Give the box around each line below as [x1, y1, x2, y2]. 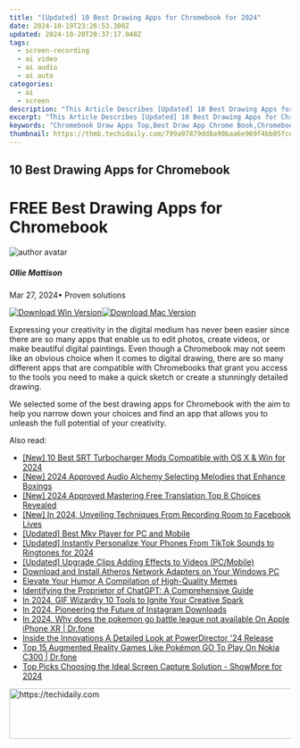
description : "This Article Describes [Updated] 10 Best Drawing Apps [9, 105, 278, 113]
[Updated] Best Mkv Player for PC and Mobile [21, 528, 190, 539]
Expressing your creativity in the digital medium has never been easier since [9, 324, 290, 335]
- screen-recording [17, 46, 90, 55]
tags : [9, 38, 29, 47]
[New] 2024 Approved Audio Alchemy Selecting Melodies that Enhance [21, 471, 286, 483]
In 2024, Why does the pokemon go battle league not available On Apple [21, 614, 290, 625]
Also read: [9, 435, 47, 446]
